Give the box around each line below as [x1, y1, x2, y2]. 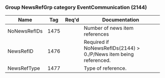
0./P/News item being [83, 51, 134, 58]
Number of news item [83, 25, 134, 32]
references [83, 31, 109, 38]
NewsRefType [7, 65, 40, 72]
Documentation [102, 17, 139, 23]
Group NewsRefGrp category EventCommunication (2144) [5, 4, 147, 11]
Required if [83, 39, 110, 45]
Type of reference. [83, 65, 127, 72]
